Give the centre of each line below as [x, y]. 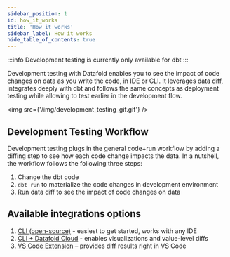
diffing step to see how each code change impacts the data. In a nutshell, [113, 156]
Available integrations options [74, 214]
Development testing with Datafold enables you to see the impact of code [113, 74]
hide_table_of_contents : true [52, 40]
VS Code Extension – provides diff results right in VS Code [102, 246]
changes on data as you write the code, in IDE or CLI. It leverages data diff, [115, 81]
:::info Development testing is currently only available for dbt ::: [98, 60]
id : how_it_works [33, 20]
